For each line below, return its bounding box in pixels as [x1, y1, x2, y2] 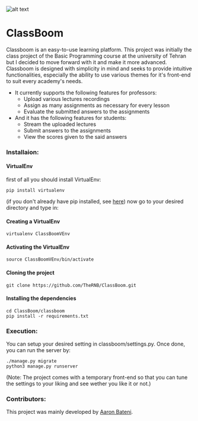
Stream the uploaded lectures [23, 121, 97, 128]
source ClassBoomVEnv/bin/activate [6, 257, 94, 262]
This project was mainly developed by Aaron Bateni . [6, 409, 133, 416]
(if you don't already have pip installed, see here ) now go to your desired [6, 198, 184, 205]
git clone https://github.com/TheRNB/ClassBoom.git [6, 282, 136, 288]
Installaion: [6, 148, 39, 156]
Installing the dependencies [6, 295, 76, 302]
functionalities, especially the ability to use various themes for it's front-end [6, 71, 191, 78]
